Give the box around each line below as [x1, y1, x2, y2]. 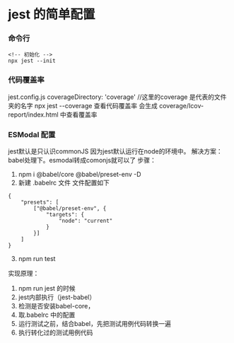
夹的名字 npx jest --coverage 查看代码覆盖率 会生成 [8, 101, 158, 110]
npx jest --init [8, 57, 56, 64]
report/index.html [8, 110, 59, 119]
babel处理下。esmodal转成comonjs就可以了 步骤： [8, 156, 156, 165]
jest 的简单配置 [8, 6, 95, 23]
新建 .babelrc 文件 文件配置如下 [18, 178, 110, 187]
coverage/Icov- [158, 101, 204, 110]
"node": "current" [58, 217, 113, 225]
